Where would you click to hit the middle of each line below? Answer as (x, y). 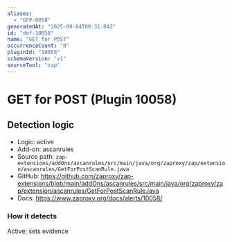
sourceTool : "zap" (34, 65)
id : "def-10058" (30, 33)
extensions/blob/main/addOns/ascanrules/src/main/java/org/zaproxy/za (120, 183)
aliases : (20, 14)
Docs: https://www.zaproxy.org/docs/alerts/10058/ (90, 198)
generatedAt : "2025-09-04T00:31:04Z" (62, 26)
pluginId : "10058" (34, 53)
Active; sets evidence (38, 231)
